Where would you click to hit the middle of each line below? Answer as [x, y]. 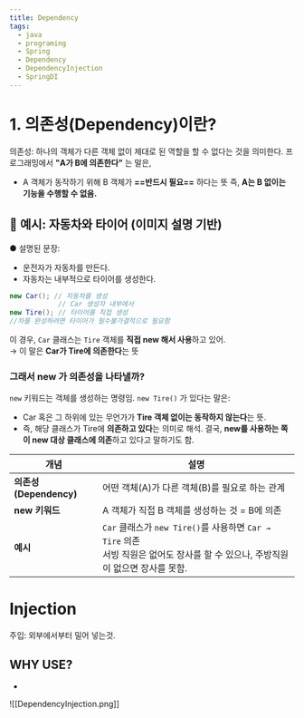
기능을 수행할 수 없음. [60, 193]
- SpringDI [38, 77]
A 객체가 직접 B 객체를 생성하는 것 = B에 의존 [192, 510]
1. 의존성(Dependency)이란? [113, 124]
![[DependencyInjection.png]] [65, 704]
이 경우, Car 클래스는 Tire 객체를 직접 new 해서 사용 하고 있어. [118, 340]
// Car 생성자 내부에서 [95, 305]
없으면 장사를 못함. [150, 568]
